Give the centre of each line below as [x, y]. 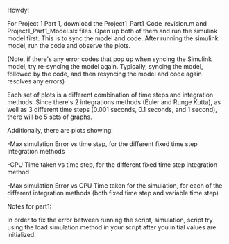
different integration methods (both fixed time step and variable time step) [113, 193]
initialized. [22, 235]
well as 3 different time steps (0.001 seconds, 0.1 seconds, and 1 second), [112, 109]
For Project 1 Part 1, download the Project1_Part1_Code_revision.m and [107, 23]
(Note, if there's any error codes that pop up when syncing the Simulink [110, 59]
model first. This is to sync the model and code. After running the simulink [113, 38]
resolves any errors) [36, 81]
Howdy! [18, 10]
